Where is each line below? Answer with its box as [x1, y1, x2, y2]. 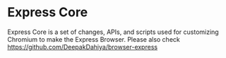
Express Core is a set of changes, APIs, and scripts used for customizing [7, 28, 219, 36]
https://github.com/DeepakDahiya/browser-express [7, 42, 157, 51]
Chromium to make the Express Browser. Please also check [7, 35, 180, 43]
